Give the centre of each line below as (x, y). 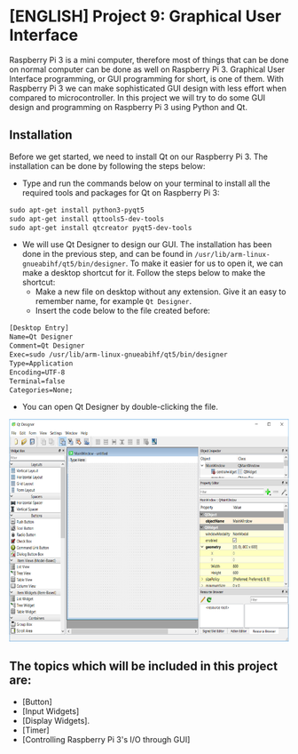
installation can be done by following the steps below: (107, 165)
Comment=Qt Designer (47, 345)
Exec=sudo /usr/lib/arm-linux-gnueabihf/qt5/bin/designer (118, 354)
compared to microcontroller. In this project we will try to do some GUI (137, 97)
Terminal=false (37, 381)
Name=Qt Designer (41, 337)
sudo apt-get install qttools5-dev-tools (87, 219)
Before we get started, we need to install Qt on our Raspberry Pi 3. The (139, 156)
